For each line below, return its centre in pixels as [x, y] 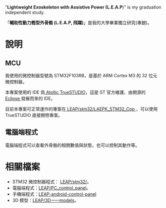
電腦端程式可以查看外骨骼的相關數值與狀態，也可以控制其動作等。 [72, 145]
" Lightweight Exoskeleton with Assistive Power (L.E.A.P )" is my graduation [83, 7]
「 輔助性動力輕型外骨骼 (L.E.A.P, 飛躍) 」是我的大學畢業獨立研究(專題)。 [79, 23]
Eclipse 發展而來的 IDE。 [30, 98]
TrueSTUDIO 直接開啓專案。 [34, 115]
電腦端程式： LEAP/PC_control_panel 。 [52, 188]
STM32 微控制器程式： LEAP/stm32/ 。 [52, 182]
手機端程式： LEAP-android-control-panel [54, 194]
